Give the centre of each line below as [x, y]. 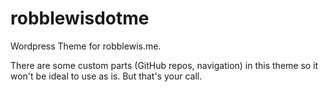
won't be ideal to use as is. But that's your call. [106, 76]
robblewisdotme [80, 18]
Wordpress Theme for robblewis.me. [86, 46]
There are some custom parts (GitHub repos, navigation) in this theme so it [164, 65]
